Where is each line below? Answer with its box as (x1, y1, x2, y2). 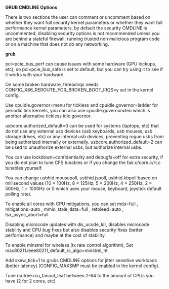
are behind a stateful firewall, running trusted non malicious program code (5, 36, 160, 42)
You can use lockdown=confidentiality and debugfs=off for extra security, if (5, 154, 163, 160)
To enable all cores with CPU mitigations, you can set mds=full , (5, 201, 138, 207)
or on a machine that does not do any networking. (5, 41, 109, 47)
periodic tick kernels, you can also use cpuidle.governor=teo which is (5, 108, 150, 113)
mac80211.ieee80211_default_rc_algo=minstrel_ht (5, 247, 108, 253)
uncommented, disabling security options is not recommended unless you (5, 30, 160, 36)
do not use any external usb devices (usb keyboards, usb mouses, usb (5, 128, 153, 134)
